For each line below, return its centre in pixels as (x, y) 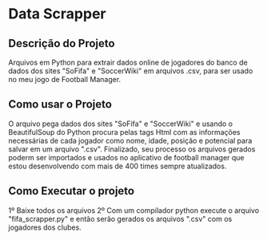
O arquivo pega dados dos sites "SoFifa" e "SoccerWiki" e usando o (121, 124)
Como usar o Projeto (60, 104)
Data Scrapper (57, 14)
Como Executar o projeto (71, 191)
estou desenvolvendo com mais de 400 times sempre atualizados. (118, 166)
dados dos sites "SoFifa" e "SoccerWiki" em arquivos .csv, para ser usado (131, 71)
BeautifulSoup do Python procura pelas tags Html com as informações (125, 132)
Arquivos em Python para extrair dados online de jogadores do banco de (128, 62)
